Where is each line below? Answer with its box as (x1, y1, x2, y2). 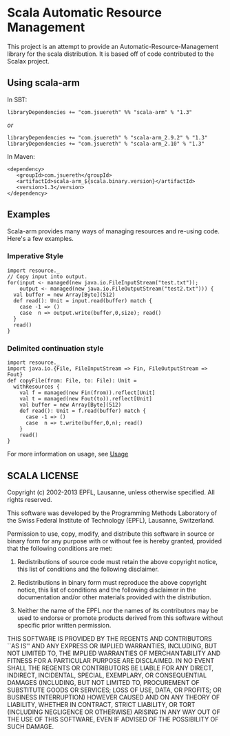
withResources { (13, 383, 60, 391)
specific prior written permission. (17, 621, 112, 629)
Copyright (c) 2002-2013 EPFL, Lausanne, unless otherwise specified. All (7, 488, 215, 496)
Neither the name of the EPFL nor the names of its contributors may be (17, 606, 218, 614)
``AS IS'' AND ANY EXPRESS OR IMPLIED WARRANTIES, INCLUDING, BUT (7, 641, 218, 650)
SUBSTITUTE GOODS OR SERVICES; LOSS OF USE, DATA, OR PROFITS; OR (7, 686, 222, 694)
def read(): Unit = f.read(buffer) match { (19, 407, 147, 415)
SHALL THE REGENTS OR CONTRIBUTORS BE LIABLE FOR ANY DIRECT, (7, 664, 214, 672)
